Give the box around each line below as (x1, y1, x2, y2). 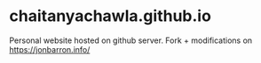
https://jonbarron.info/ (9, 44, 91, 54)
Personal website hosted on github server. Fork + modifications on (9, 35, 253, 45)
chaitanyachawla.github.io (9, 6, 211, 26)
